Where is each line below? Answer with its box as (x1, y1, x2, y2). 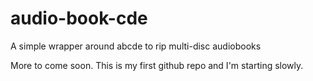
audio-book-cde (10, 7, 148, 30)
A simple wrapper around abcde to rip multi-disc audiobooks (10, 40, 262, 52)
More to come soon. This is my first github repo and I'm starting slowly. (10, 59, 304, 71)
